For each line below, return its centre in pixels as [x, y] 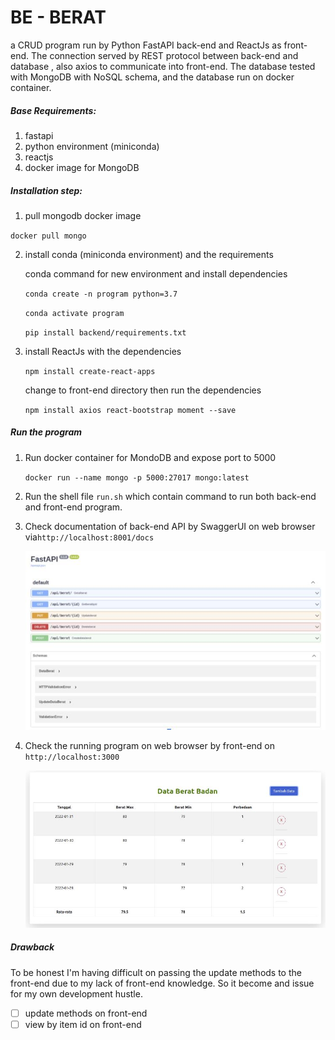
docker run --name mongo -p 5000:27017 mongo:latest [137, 477]
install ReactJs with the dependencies [103, 351]
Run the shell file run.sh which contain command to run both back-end [170, 496]
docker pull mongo [48, 236]
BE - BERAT [58, 17]
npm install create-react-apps [90, 371]
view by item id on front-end [83, 1024]
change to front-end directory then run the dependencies [143, 390]
